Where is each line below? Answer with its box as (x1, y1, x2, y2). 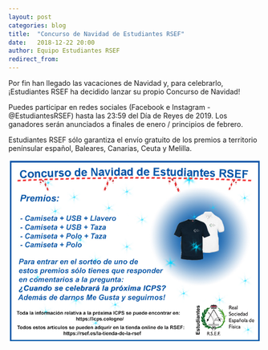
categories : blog (8, 21, 67, 30)
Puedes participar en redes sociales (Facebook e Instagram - (8, 103, 211, 112)
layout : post (8, 13, 52, 21)
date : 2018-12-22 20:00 (8, 39, 95, 47)
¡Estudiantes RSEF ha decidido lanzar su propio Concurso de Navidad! (8, 87, 241, 96)
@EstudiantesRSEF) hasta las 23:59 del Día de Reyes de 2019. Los (8, 111, 228, 120)
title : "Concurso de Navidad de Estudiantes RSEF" (8, 30, 185, 38)
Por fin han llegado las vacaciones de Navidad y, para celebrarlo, (8, 79, 224, 87)
